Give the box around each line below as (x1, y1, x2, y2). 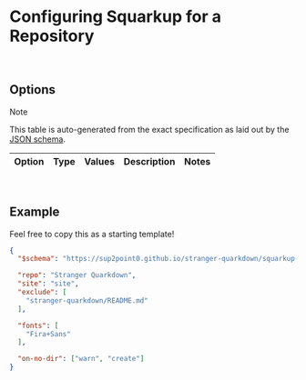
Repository (9, 25, 95, 46)
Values (84, 155, 116, 167)
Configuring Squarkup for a (9, 6, 221, 27)
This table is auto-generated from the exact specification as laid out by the (9, 124, 290, 135)
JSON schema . (9, 134, 66, 145)
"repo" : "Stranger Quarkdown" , (17, 271, 137, 280)
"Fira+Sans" (25, 329, 71, 338)
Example (9, 205, 60, 220)
